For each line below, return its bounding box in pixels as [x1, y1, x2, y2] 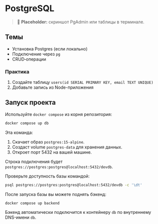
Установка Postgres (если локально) [12, 46, 88, 51]
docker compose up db [5, 121, 49, 126]
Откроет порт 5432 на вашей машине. [12, 149, 92, 155]
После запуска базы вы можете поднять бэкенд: [5, 191, 106, 197]
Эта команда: [5, 129, 33, 135]
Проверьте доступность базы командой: [5, 173, 90, 179]
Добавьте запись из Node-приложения [12, 84, 94, 90]
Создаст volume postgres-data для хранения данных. [12, 144, 123, 150]
